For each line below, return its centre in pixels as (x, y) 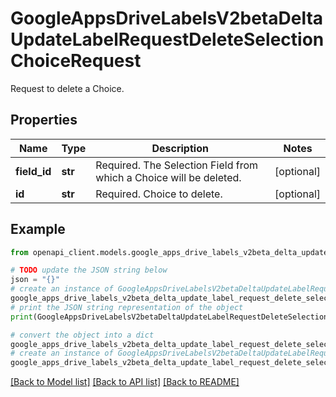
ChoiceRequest (76, 61)
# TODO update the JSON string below (89, 270)
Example (38, 229)
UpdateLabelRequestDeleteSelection (167, 39)
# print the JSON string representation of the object (127, 307)
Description (180, 148)
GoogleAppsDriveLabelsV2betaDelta (167, 18)
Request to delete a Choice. (67, 88)
